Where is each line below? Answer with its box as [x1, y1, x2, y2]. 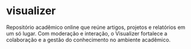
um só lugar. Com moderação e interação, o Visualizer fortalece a [6, 30, 168, 37]
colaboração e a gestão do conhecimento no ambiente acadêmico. [6, 36, 171, 43]
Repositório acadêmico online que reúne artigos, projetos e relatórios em [6, 24, 186, 31]
